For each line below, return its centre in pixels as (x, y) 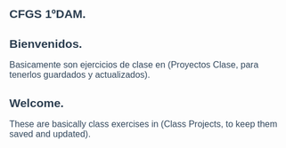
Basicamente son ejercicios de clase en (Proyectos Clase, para (134, 65)
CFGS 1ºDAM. (48, 14)
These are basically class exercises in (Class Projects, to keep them (143, 124)
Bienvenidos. (46, 43)
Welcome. (37, 103)
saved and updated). (50, 134)
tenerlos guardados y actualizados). (80, 75)
